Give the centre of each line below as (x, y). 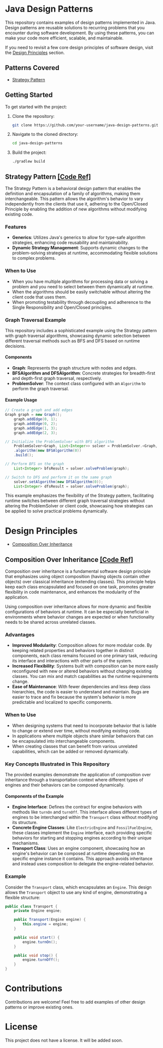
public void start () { (37, 937)
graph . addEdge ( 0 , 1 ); (36, 419)
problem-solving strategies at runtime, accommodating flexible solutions (85, 253)
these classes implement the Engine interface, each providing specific (82, 833)
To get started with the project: (36, 107)
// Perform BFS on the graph (35, 464)
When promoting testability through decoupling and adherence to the (81, 302)
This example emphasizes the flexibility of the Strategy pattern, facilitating (80, 496)
